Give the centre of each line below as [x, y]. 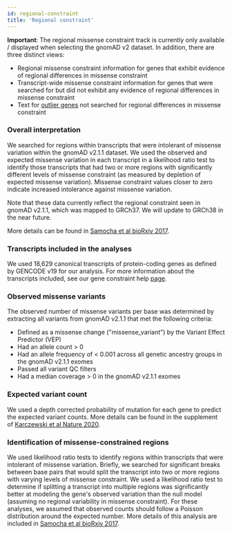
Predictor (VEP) [39, 339]
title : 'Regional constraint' [51, 20]
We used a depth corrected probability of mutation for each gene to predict [114, 409]
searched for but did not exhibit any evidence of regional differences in [118, 90]
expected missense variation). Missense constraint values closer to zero [110, 181]
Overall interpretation [44, 130]
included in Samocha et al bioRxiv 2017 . [63, 523]
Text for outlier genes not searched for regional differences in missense [119, 105]
